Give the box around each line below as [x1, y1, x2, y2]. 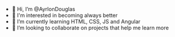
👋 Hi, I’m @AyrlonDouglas [11, 6, 76, 12]
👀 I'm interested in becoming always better [11, 12, 118, 19]
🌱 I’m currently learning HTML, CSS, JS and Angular [11, 18, 141, 25]
